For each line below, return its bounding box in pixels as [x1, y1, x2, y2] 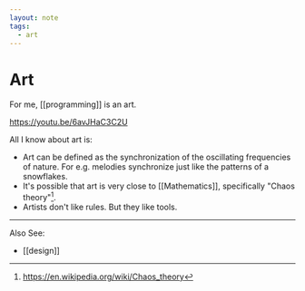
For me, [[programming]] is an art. [9, 99, 137, 110]
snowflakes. [22, 171, 68, 182]
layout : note [9, 13, 59, 23]
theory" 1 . [22, 190, 56, 202]
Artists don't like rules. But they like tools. [22, 201, 178, 212]
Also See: [9, 228, 45, 238]
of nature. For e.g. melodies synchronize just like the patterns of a [22, 161, 270, 172]
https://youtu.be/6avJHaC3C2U [9, 117, 129, 128]
